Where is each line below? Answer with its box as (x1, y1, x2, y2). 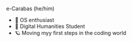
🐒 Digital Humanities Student (14, 23, 85, 30)
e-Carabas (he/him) (6, 5, 55, 12)
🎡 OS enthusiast (14, 17, 55, 23)
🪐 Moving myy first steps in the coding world (14, 30, 127, 36)
